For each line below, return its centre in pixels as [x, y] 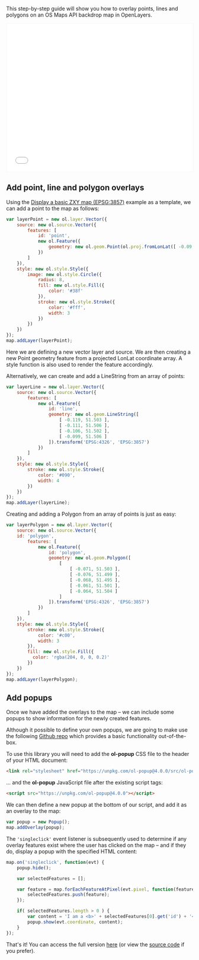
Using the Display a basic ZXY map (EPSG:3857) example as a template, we [99, 202]
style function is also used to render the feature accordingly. [80, 364]
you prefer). [21, 951]
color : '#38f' [66, 291]
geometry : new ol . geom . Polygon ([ [90, 558]
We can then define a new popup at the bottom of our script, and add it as [97, 805]
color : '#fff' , [67, 307]
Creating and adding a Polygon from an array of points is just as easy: [91, 514]
